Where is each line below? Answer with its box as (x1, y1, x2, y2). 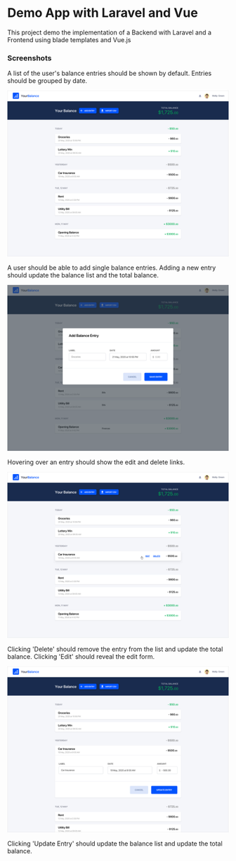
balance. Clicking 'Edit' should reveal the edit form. (7, 652, 155, 661)
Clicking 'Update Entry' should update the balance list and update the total (7, 839, 223, 848)
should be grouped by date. (7, 77, 88, 85)
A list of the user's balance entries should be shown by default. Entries (7, 69, 212, 78)
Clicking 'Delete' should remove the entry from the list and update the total (7, 645, 223, 654)
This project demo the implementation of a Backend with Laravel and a (7, 28, 212, 37)
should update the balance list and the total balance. (7, 271, 159, 280)
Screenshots (7, 53, 52, 63)
